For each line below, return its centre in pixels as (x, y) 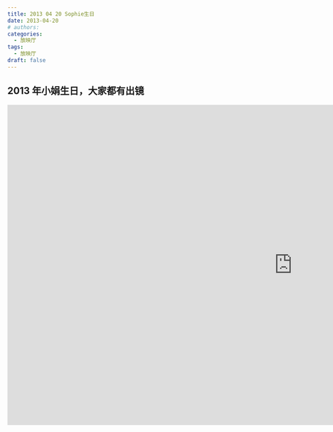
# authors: (23, 27)
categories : (25, 34)
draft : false (27, 60)
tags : (15, 47)
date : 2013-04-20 (33, 21)
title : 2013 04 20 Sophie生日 (51, 14)
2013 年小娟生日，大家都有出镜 (76, 91)
